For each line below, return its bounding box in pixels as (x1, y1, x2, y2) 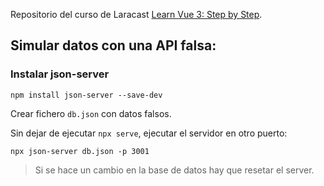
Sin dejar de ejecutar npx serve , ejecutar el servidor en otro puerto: (10, 127, 288, 139)
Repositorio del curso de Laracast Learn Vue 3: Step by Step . (10, 9, 263, 20)
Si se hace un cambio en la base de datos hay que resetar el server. (34, 164, 315, 176)
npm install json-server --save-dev (10, 90, 163, 100)
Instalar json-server (10, 67, 110, 81)
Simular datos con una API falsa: (10, 37, 217, 54)
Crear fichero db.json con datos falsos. (10, 107, 172, 119)
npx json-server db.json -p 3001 (10, 146, 150, 156)
